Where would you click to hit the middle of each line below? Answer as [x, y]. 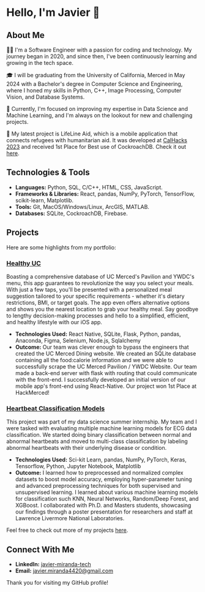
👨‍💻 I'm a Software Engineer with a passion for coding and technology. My [99, 50]
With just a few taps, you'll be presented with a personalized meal [89, 289]
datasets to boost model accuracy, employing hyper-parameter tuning [103, 479]
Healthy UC [24, 263]
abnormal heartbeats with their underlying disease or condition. [87, 448]
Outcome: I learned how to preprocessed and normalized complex [99, 473]
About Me [25, 35]
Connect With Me [40, 549]
